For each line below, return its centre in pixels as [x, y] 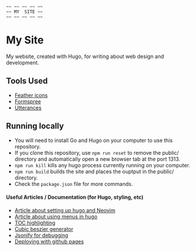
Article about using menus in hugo [56, 216]
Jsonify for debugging [41, 235]
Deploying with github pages [49, 241]
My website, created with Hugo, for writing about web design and [85, 56]
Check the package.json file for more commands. [74, 184]
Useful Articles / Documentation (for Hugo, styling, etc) [75, 197]
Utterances [28, 107]
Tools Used [27, 81]
